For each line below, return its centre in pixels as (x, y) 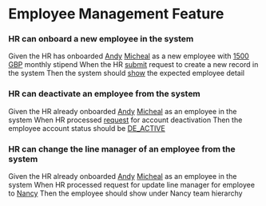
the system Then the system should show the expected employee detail (127, 73)
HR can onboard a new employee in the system (101, 39)
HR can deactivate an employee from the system (105, 94)
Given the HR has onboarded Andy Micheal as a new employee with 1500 (129, 56)
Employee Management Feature (116, 14)
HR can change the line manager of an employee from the (122, 149)
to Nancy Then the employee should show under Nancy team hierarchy (125, 193)
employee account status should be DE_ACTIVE (87, 128)
